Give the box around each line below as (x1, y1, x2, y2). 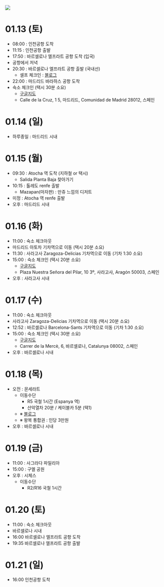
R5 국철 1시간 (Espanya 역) (27, 398, 80, 404)
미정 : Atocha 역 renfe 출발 (12, 195, 65, 201)
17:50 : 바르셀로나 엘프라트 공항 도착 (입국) (12, 53, 95, 59)
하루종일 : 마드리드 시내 (12, 133, 58, 139)
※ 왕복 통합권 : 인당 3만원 (19, 417, 69, 423)
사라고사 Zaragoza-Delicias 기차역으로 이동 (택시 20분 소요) (12, 318, 130, 324)
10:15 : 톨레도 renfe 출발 (12, 183, 59, 189)
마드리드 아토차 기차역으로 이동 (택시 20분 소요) (12, 244, 105, 250)
